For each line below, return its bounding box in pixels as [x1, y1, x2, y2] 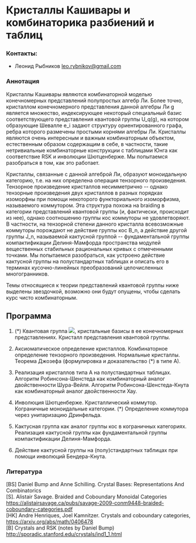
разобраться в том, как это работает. [6, 159, 100, 166]
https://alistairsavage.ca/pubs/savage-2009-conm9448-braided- [6, 499, 164, 506]
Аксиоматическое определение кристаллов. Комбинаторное [14, 345, 168, 352]
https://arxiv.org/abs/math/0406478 [6, 518, 94, 525]
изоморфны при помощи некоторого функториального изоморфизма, [6, 195, 181, 202]
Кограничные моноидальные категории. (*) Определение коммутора [14, 405, 189, 412]
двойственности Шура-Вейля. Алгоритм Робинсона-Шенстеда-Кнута [14, 381, 189, 388]
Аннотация [6, 77, 40, 86]
